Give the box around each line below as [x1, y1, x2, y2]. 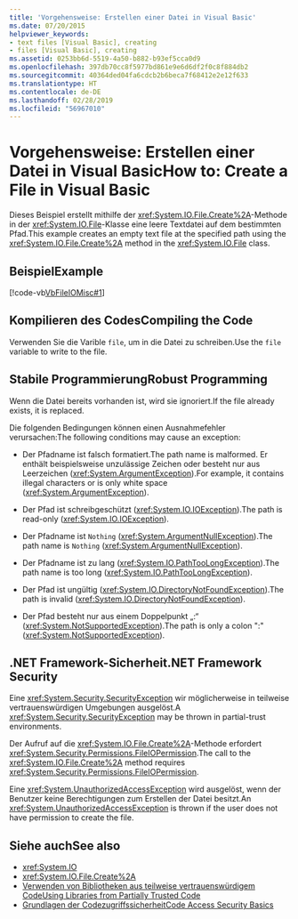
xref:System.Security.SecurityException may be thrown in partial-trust [9, 712, 267, 722]
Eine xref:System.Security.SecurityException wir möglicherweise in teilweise [9, 693, 290, 704]
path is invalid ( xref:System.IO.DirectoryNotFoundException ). [21, 593, 246, 604]
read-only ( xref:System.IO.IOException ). [21, 513, 169, 524]
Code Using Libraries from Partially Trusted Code [21, 891, 201, 901]
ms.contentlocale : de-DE [9, 87, 101, 96]
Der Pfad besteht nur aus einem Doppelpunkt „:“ [21, 610, 199, 621]
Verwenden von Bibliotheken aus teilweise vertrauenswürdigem [21, 881, 256, 891]
